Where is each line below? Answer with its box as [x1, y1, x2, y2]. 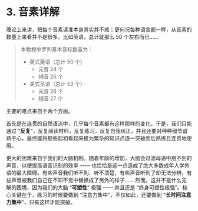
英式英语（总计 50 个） [29, 58, 85, 65]
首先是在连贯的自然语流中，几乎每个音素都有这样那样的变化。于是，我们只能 [6, 120, 192, 127]
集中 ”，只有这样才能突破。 [11, 198, 76, 206]
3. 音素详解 [6, 5, 60, 19]
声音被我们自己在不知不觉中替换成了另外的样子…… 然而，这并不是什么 [11, 176, 182, 183]
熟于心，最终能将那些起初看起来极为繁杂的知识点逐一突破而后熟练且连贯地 [6, 135, 187, 142]
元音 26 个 [38, 88, 64, 95]
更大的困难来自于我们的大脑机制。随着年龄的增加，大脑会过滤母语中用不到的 [6, 154, 192, 162]
